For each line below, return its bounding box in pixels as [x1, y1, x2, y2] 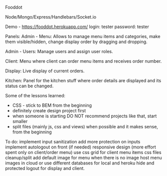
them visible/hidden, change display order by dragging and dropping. [5, 39, 148, 45]
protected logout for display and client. [5, 165, 85, 171]
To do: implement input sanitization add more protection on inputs [5, 139, 141, 144]
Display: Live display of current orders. [5, 68, 85, 74]
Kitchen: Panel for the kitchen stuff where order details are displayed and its [5, 78, 162, 83]
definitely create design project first [12, 108, 86, 113]
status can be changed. [5, 83, 54, 89]
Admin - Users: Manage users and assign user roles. [5, 49, 113, 54]
